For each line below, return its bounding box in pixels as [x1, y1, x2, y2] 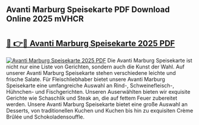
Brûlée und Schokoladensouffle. [6, 113, 85, 120]
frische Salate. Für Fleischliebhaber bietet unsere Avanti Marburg [6, 76, 165, 83]
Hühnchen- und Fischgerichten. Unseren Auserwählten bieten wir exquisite [6, 88, 191, 95]
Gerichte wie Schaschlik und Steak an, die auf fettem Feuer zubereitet [6, 94, 178, 101]
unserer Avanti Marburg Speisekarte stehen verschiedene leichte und [6, 70, 176, 76]
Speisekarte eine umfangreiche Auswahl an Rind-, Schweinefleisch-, [6, 82, 175, 89]
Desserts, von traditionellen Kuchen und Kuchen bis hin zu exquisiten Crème [6, 107, 194, 114]
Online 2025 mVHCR [6, 14, 84, 24]
